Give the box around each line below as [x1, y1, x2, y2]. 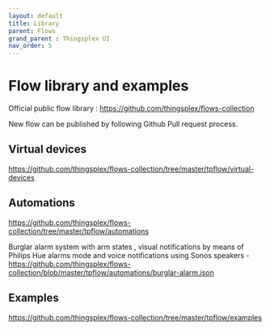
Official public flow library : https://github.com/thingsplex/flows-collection [8, 104, 255, 113]
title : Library [8, 19, 60, 27]
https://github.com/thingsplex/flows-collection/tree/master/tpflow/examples [8, 312, 263, 322]
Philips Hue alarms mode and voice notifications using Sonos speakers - [8, 250, 250, 260]
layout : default [8, 11, 63, 20]
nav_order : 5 [8, 42, 53, 50]
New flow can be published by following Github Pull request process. [8, 119, 238, 129]
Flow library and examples [8, 77, 189, 95]
